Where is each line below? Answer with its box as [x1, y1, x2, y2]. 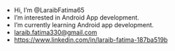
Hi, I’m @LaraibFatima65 [13, 6, 85, 14]
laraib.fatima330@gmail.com [13, 28, 97, 36]
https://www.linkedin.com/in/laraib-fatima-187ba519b [13, 36, 168, 44]
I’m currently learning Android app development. [13, 21, 154, 29]
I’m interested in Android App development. [13, 13, 140, 22]
